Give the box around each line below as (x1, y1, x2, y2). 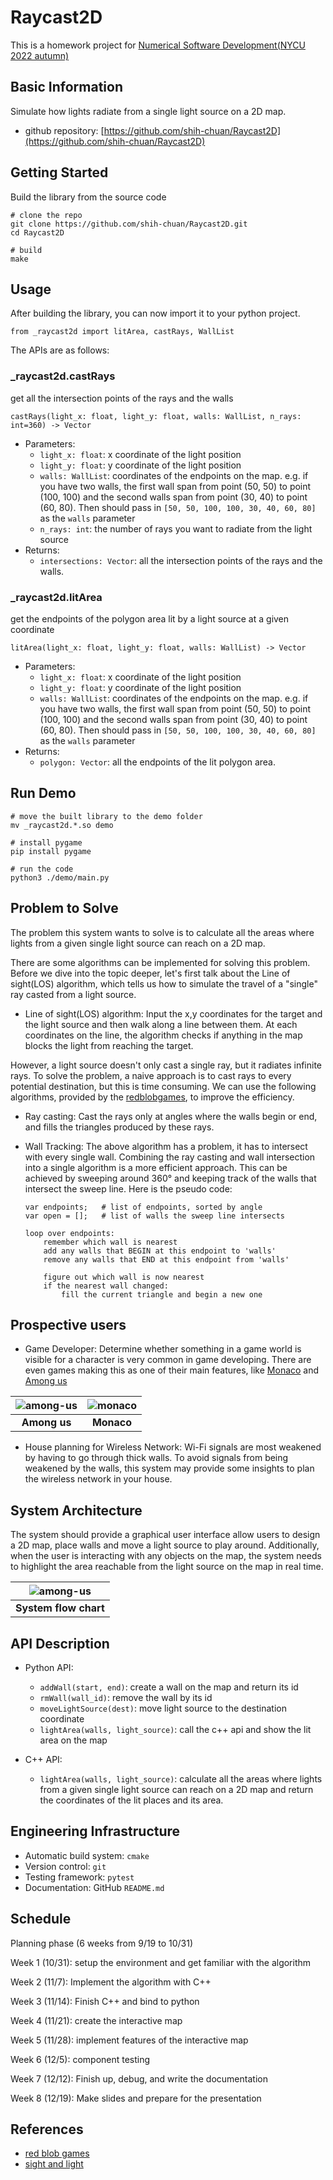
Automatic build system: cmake (24, 1849, 150, 1861)
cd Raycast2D (10, 227, 65, 238)
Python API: (24, 1662, 74, 1674)
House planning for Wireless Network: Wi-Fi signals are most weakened (24, 1441, 322, 1453)
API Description (10, 1635, 110, 1652)
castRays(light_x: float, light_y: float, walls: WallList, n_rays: (10, 411, 302, 421)
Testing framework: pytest (24, 1871, 135, 1883)
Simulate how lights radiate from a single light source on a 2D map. (10, 105, 287, 117)
